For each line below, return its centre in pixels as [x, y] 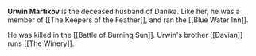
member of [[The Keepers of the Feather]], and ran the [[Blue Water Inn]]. [128, 20]
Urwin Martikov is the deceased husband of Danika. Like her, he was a [124, 11]
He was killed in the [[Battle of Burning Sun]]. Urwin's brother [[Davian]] [125, 35]
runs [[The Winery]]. [41, 43]
